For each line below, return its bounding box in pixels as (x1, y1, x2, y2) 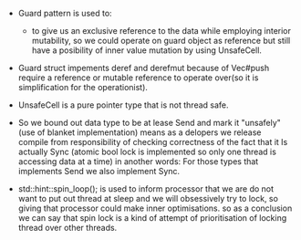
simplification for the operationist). (17, 82, 149, 92)
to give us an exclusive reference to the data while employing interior (31, 26, 292, 36)
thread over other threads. (17, 223, 118, 233)
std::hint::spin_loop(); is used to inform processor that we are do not (17, 183, 275, 194)
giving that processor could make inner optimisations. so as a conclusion (17, 203, 293, 214)
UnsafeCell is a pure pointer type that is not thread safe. (17, 99, 230, 110)
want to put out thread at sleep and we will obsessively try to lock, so (17, 193, 278, 203)
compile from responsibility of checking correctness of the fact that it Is (17, 137, 288, 147)
